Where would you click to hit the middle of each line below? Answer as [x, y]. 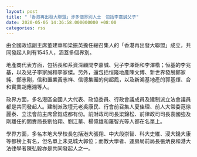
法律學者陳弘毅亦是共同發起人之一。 [50, 149]
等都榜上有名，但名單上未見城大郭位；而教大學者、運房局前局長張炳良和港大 [98, 141]
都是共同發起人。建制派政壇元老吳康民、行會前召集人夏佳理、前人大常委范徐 [98, 107]
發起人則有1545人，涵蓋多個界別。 [53, 53]
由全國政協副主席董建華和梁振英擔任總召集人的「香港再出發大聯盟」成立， [96, 45]
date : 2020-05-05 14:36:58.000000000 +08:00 [61, 22]
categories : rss [26, 28]
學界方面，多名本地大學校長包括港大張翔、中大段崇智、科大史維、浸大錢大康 [98, 134]
